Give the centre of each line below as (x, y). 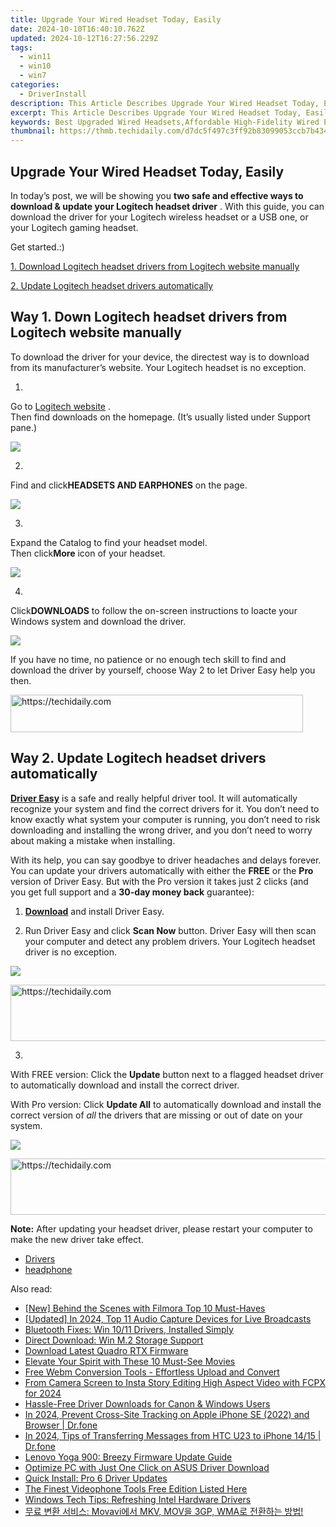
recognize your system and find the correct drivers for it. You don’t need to (165, 808)
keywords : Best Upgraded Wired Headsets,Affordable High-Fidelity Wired (165, 122)
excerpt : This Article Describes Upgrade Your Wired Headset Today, (156, 112)
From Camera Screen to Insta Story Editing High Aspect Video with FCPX (175, 1382)
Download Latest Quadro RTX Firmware (106, 1350)
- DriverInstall (53, 94)
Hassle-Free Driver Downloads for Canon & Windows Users (147, 1403)
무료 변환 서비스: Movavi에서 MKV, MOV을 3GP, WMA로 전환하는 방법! (164, 1511)
